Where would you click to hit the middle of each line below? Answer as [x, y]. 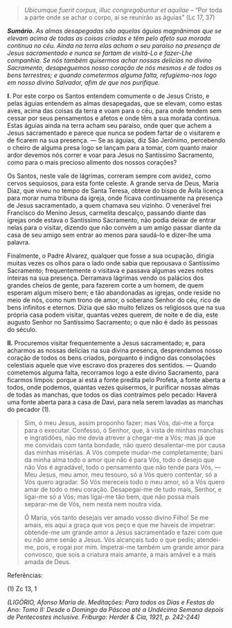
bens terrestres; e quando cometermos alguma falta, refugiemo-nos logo [112, 75]
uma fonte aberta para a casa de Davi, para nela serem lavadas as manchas [115, 402]
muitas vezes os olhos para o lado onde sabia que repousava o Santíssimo [114, 263]
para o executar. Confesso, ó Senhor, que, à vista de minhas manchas [124, 430]
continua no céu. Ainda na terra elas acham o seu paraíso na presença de [114, 46]
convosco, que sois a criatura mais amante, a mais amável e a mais [120, 554]
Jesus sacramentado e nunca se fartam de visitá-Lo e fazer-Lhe [100, 53]
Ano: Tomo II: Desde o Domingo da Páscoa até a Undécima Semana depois [115, 610]
